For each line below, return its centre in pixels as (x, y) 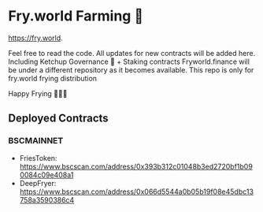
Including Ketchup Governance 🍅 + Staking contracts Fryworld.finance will (129, 61)
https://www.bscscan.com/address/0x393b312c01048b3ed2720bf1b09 (136, 166)
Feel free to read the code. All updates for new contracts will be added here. (132, 53)
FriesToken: (38, 158)
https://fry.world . (35, 38)
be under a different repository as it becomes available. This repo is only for (131, 69)
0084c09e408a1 (46, 175)
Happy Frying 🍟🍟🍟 (38, 93)
